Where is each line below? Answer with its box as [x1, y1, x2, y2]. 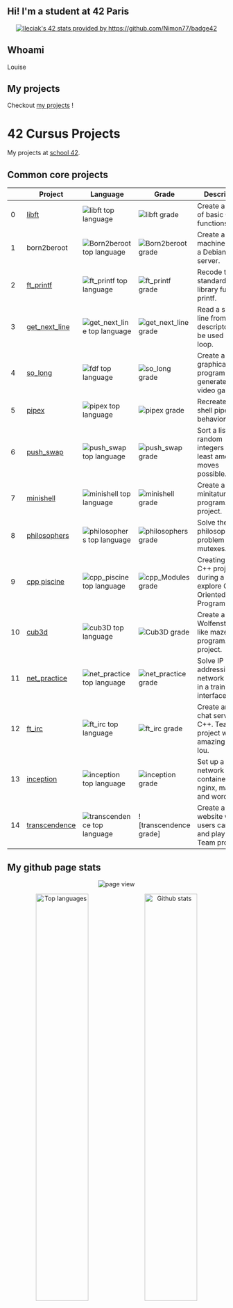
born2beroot [26, 243, 68, 253]
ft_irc [26, 724, 43, 733]
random [197, 434, 223, 444]
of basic [197, 210, 224, 220]
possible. [197, 469, 227, 479]
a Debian [197, 247, 227, 257]
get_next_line [26, 322, 71, 332]
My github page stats [7, 861, 101, 873]
